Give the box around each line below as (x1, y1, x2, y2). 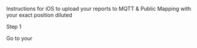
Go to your (6, 35, 33, 41)
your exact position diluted (6, 11, 72, 19)
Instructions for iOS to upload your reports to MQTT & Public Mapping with (6, 5, 192, 12)
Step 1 (6, 23, 22, 30)
